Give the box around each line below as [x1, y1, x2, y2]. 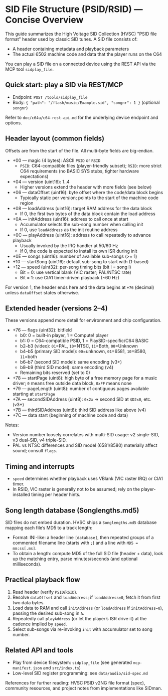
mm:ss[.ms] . [12, 545, 37, 551]
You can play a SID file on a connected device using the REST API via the [5, 61, 156, 67]
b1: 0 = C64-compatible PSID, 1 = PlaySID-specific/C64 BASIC [20, 337, 149, 344]
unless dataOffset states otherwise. [5, 289, 79, 295]
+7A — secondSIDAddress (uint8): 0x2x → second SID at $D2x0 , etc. [12, 396, 152, 402]
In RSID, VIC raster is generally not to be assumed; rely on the [12, 486, 140, 492]
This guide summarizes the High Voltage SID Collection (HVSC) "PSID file [5, 31, 157, 37]
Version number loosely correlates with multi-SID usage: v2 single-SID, [12, 432, 159, 438]
